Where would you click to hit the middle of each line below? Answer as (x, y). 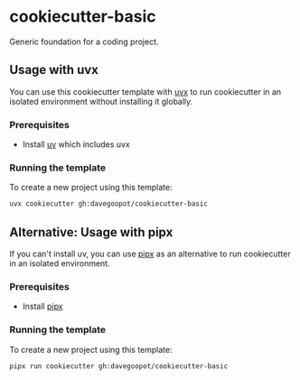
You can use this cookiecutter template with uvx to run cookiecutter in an (145, 91)
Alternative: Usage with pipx (91, 232)
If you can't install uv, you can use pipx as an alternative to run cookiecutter (150, 254)
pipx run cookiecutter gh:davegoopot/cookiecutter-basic (119, 366)
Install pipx (42, 306)
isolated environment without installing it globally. (101, 101)
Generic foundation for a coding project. (84, 42)
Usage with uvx (54, 70)
